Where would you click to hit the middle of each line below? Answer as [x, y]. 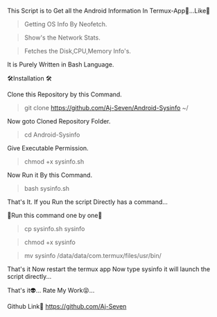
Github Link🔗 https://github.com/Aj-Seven [67, 306]
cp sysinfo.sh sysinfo [54, 229]
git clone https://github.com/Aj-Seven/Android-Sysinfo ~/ [106, 108]
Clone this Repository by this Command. [65, 94]
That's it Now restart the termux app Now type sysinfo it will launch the [108, 269]
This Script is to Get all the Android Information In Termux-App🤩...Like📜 [108, 11]
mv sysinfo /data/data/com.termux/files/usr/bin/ [93, 256]
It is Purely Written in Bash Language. [61, 65]
